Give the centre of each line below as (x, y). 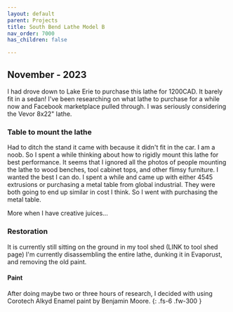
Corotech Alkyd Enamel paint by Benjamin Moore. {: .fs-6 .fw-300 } (105, 301)
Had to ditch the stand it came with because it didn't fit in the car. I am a (111, 148)
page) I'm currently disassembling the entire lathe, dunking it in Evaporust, (115, 254)
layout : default (31, 14)
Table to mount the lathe (50, 132)
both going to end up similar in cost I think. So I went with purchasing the (113, 192)
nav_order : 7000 (31, 33)
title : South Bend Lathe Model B (56, 27)
